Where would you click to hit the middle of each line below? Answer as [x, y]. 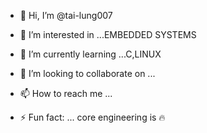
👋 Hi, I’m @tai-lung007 [66, 15]
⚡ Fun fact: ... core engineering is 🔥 [92, 117]
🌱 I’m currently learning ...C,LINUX [90, 54]
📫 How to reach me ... [66, 93]
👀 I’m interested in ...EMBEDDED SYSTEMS [108, 34]
